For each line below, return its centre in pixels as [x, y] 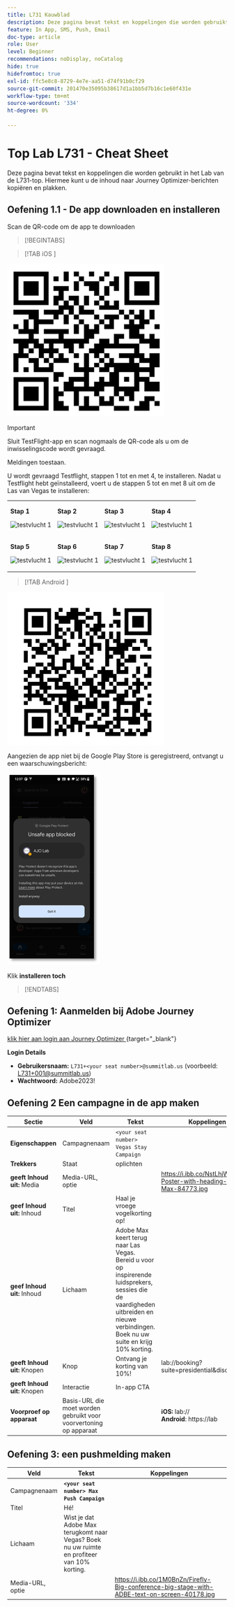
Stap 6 [67, 547]
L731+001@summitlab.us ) [54, 1073]
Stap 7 [114, 547]
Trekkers [23, 1164]
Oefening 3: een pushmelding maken [89, 1454]
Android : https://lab [189, 1419]
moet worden [81, 1408]
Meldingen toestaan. [37, 462]
